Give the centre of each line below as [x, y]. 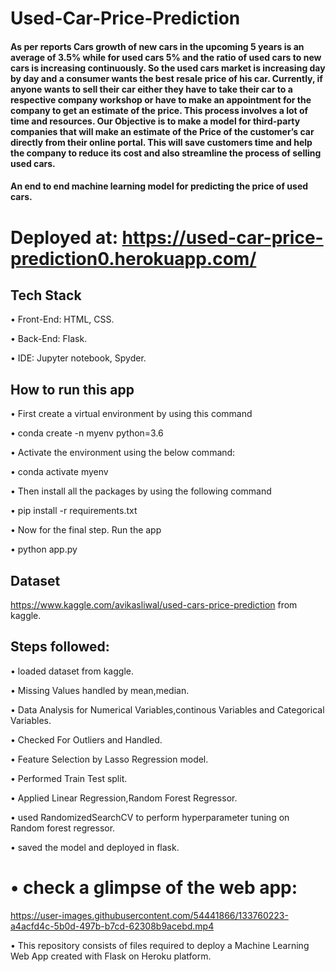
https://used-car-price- [222, 237]
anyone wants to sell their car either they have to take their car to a [151, 89]
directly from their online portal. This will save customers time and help [161, 142]
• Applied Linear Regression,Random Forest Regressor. [124, 798]
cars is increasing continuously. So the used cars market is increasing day [168, 68]
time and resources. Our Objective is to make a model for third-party [155, 121]
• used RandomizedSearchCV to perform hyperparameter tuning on [150, 817]
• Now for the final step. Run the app [86, 530]
